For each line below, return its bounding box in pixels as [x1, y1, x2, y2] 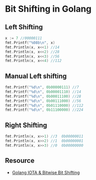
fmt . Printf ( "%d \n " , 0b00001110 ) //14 [5, 89, 81, 94]
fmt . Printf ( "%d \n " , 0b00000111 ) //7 [5, 85, 79, 90]
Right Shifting [5, 121, 48, 129]
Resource [5, 157, 35, 165]
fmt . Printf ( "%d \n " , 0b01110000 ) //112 [5, 103, 83, 108]
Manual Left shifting [5, 72, 67, 80]
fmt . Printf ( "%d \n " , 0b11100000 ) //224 [5, 107, 83, 113]
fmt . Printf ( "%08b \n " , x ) [5, 40, 55, 45]
